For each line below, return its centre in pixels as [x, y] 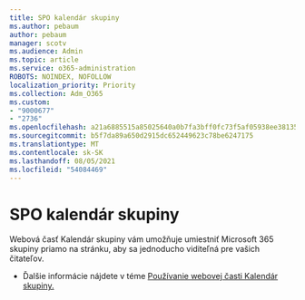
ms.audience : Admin [46, 52]
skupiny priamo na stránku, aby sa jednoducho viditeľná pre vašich [135, 249]
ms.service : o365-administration [73, 69]
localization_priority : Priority [73, 85]
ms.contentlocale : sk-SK [56, 152]
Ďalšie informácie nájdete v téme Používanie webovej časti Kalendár [150, 276]
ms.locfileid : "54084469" [58, 169]
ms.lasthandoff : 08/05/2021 [63, 161]
